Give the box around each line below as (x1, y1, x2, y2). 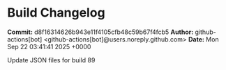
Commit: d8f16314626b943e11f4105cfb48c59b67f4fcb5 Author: (7, 28, 194, 36)
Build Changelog (7, 5, 106, 21)
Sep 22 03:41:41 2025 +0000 (7, 42, 91, 51)
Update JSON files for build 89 (7, 55, 96, 64)
